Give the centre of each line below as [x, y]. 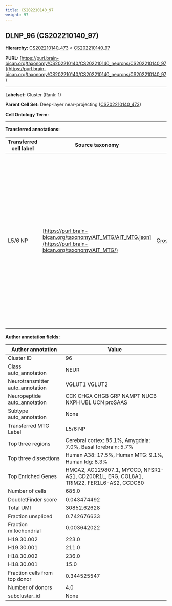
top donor [20, 579]
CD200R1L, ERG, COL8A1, [111, 476]
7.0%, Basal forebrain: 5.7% [99, 447]
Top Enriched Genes [33, 476]
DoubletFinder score [33, 500]
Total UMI [19, 508]
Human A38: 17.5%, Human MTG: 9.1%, [114, 455]
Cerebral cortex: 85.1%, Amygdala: [108, 440]
